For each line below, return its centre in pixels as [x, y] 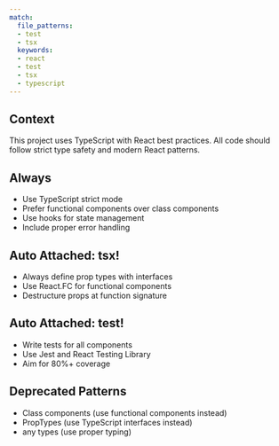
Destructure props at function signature [94, 296]
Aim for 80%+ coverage [66, 364]
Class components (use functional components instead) [124, 412]
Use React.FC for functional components [96, 286]
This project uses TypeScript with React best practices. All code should [140, 141]
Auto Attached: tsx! [64, 255]
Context [32, 119]
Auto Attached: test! [67, 323]
